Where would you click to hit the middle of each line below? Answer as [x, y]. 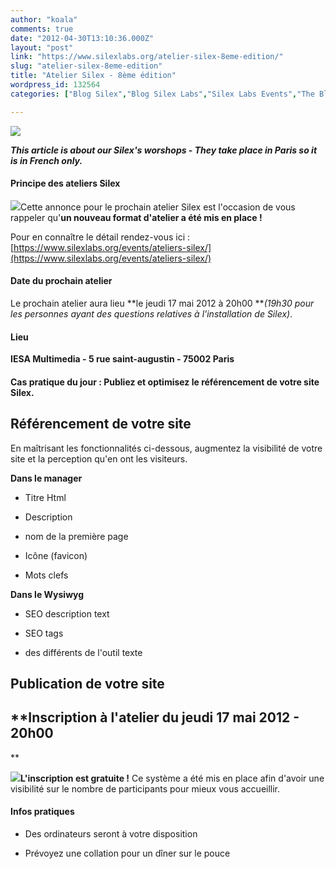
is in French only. [46, 160]
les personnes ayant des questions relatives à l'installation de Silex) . [151, 314]
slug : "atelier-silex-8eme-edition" [86, 66]
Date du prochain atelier [61, 281]
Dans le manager [46, 478]
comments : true [42, 29]
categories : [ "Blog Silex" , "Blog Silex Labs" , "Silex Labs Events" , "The [162, 94]
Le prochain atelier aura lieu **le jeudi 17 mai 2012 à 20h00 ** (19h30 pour [162, 303]
